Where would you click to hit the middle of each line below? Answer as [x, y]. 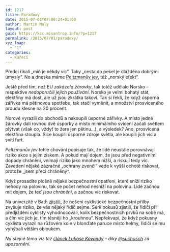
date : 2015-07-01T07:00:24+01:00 [41, 19]
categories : [18, 52]
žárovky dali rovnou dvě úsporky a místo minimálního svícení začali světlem [85, 124]
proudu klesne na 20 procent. [36, 108]
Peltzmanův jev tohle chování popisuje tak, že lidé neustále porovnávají [80, 150]
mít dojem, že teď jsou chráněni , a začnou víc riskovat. [63, 192]
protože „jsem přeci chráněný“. [38, 171]
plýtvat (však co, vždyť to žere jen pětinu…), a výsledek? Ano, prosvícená [82, 129]
